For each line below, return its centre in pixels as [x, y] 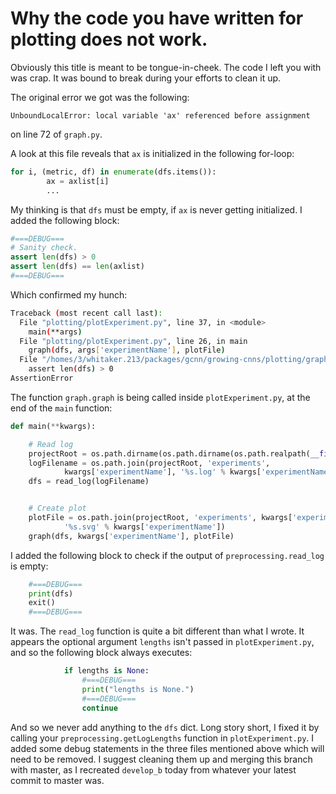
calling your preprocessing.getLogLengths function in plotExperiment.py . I [162, 738]
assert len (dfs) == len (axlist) [77, 267]
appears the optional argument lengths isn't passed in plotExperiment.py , [162, 642]
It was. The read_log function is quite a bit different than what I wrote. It [157, 631]
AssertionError [42, 378]
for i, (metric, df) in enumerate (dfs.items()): [113, 172]
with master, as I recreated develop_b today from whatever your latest [153, 769]
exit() [42, 603]
